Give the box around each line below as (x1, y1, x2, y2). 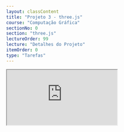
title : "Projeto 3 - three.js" (6, 14, 83, 20)
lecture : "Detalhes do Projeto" (6, 42, 85, 48)
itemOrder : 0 (6, 47, 38, 53)
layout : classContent (6, 8, 59, 15)
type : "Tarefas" (6, 52, 46, 58)
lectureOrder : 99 (6, 36, 49, 42)
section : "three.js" (6, 31, 57, 37)
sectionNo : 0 (6, 25, 38, 31)
